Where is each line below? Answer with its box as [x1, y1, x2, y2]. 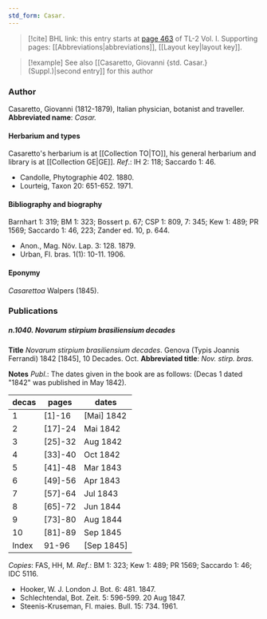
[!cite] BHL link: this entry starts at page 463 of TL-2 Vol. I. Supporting [27, 34, 258, 43]
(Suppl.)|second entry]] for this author [27, 65, 154, 76]
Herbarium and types [8, 131, 81, 141]
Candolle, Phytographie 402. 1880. [19, 173, 134, 182]
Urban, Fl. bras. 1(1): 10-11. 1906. [19, 249, 126, 260]
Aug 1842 [83, 436, 122, 447]
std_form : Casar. [8, 11, 66, 20]
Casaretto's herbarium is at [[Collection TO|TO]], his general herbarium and [8, 149, 257, 158]
